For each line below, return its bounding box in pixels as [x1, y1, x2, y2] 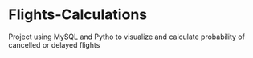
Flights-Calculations [8, 6, 147, 24]
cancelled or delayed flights [8, 40, 100, 49]
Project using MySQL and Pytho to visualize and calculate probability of [8, 32, 245, 41]
